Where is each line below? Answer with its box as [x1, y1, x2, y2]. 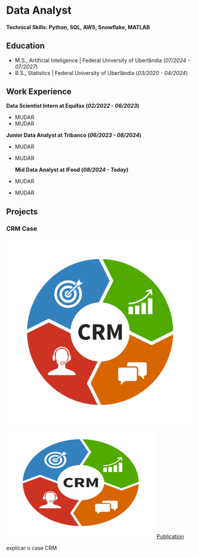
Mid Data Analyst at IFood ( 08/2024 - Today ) [14, 166, 129, 173]
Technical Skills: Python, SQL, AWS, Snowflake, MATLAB [6, 23, 150, 30]
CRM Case [6, 224, 38, 233]
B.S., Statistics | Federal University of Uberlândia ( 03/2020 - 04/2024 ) [14, 69, 188, 76]
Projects [6, 206, 38, 217]
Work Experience [6, 86, 72, 96]
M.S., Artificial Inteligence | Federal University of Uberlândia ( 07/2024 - [14, 57, 191, 64]
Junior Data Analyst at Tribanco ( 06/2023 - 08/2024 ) [6, 132, 142, 139]
